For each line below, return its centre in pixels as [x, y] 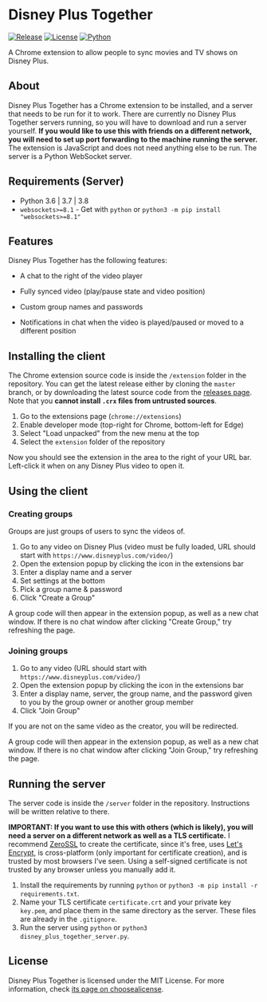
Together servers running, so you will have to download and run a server [128, 122]
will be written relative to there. [59, 811]
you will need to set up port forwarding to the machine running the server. [133, 139]
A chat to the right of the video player [81, 276]
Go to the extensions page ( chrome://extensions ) [100, 417]
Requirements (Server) [66, 182]
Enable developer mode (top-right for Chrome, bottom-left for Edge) [132, 425]
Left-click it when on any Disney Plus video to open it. [96, 466]
